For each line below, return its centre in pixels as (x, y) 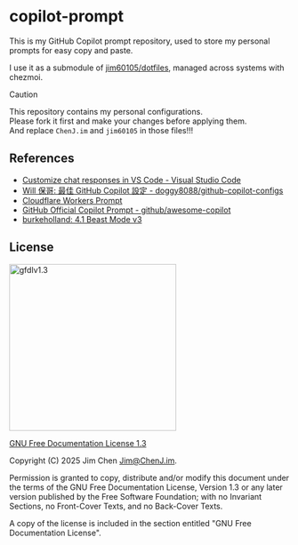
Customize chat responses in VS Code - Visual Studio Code (132, 180)
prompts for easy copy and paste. (71, 50)
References (42, 159)
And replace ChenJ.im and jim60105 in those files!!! (101, 130)
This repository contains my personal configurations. (106, 111)
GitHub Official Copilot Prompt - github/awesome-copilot (126, 210)
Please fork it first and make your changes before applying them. (128, 121)
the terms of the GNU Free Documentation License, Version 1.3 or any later (146, 487)
